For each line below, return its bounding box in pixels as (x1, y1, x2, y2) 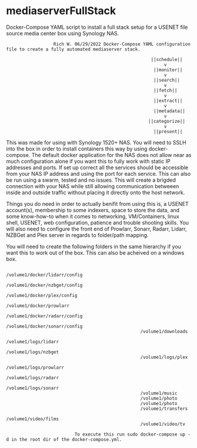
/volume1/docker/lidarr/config (6, 272, 83, 278)
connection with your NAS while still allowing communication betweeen (6, 182, 179, 189)
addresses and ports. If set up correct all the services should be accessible (6, 163, 189, 171)
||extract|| (153, 98, 183, 103)
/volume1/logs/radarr (6, 375, 59, 380)
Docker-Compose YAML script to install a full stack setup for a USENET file (6, 24, 188, 31)
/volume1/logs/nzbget (6, 349, 59, 355)
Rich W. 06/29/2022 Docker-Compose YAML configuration (53, 41, 191, 47)
